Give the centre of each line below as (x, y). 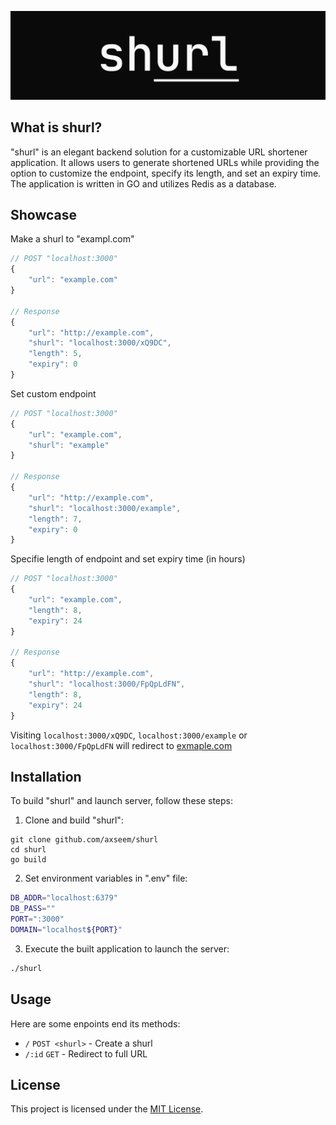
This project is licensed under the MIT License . (107, 1109)
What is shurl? (56, 127)
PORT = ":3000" (37, 919)
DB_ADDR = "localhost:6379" (64, 898)
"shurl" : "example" (69, 445)
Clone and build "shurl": (74, 820)
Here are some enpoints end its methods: (95, 1023)
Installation (46, 776)
